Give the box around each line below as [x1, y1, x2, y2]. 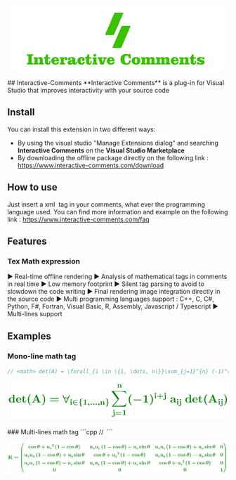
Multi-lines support [7, 310, 63, 318]
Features [7, 235, 47, 247]
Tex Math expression [7, 256, 81, 266]
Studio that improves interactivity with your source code [7, 86, 170, 94]
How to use [7, 181, 58, 193]
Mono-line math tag [7, 351, 77, 361]
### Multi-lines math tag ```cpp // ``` [7, 428, 114, 436]
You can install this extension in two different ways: [7, 125, 156, 134]
